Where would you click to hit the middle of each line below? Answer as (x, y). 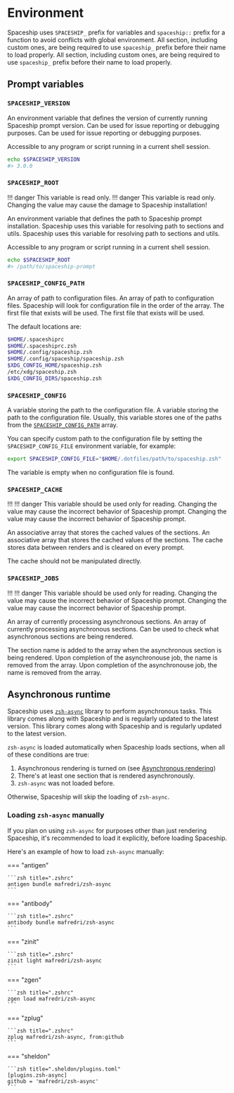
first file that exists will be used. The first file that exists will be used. (106, 313)
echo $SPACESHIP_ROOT (39, 260)
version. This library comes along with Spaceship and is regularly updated (115, 726)
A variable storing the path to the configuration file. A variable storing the (113, 410)
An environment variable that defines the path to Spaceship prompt (105, 218)
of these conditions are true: (48, 755)
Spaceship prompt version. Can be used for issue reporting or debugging (113, 125)
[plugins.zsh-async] (38, 1075)
